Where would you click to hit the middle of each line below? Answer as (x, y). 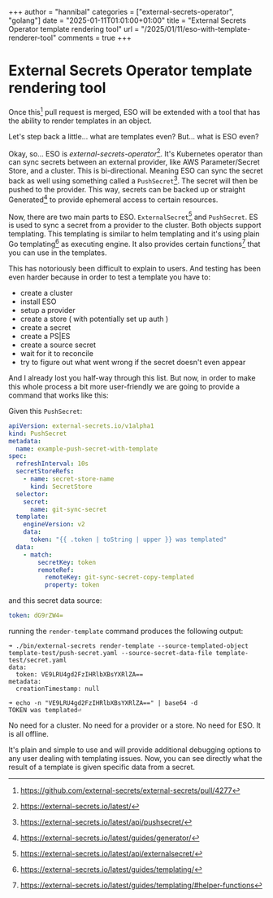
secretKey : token (67, 562)
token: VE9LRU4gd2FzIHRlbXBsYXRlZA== (80, 675)
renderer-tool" (32, 37)
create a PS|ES (45, 336)
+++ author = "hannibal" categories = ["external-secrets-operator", (121, 12)
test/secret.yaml (38, 660)
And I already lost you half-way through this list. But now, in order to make (132, 377)
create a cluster (46, 293)
